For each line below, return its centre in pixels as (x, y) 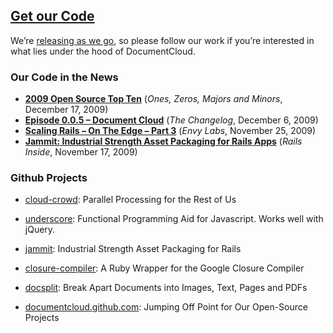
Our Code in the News (64, 77)
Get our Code (52, 16)
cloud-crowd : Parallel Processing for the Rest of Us (130, 200)
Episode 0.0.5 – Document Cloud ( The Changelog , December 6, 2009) (171, 120)
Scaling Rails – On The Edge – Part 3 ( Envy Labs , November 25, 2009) (170, 131)
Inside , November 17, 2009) (81, 152)
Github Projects (49, 178)
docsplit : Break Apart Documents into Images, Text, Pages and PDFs (166, 288)
